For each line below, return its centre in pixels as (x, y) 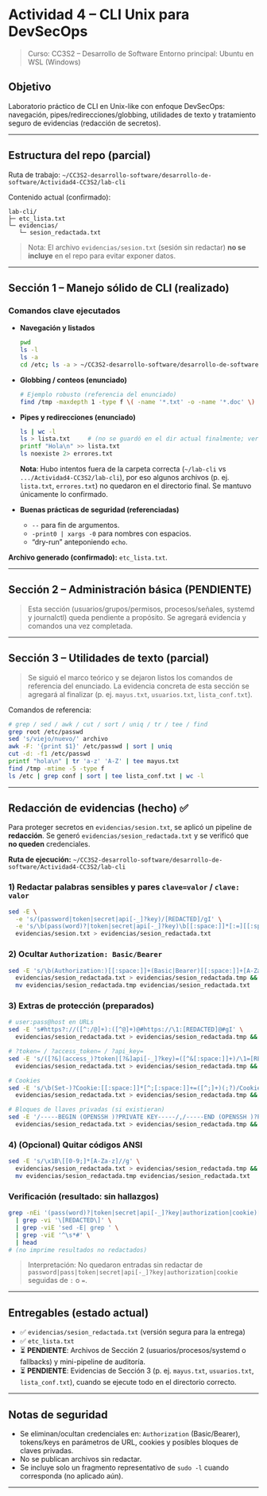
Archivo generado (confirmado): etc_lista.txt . (88, 557)
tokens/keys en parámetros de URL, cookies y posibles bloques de (129, 1442)
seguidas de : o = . (57, 1281)
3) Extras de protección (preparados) (81, 1006)
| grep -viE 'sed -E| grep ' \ (67, 1227)
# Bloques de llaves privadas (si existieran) (87, 1110)
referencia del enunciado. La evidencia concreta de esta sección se (138, 686)
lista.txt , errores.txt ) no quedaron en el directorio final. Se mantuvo (135, 486)
